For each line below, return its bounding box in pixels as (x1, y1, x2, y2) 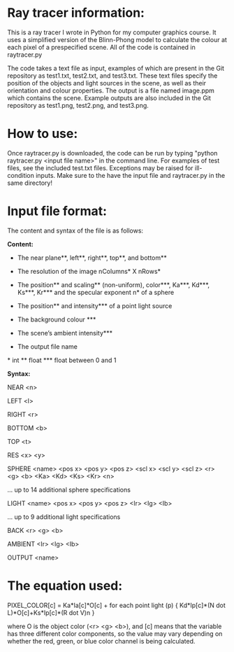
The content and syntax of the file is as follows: (7, 226, 144, 235)
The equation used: (7, 578, 123, 593)
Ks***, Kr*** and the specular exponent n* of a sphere (17, 288, 175, 296)
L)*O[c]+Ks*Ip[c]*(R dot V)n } (7, 608, 95, 617)
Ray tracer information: (7, 5, 145, 21)
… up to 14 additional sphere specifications (7, 485, 131, 494)
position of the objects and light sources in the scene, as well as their (7, 78, 207, 87)
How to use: (7, 126, 78, 141)
